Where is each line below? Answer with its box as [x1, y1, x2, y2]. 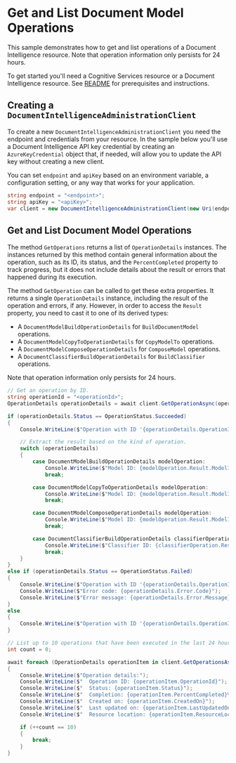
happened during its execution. [7, 273, 98, 282]
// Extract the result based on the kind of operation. [20, 438, 188, 445]
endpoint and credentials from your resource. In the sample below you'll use [7, 135, 228, 143]
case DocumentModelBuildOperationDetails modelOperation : [32, 458, 206, 465]
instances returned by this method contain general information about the [7, 251, 218, 259]
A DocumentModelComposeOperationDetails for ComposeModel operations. [17, 345, 221, 353]
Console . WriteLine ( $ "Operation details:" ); [20, 672, 150, 679]
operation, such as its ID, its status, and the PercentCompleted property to [7, 258, 218, 266]
